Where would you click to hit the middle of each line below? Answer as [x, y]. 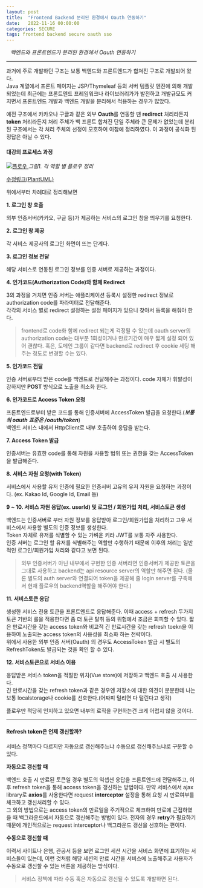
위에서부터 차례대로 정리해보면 [42, 192]
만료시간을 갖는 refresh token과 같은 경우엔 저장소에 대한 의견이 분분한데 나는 [104, 691]
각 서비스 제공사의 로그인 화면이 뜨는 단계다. [58, 244]
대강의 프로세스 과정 [30, 151]
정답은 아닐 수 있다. [29, 137]
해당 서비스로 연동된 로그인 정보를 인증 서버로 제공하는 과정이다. [81, 270]
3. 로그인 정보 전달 [28, 257]
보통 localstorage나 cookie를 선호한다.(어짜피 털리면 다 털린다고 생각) [89, 698]
